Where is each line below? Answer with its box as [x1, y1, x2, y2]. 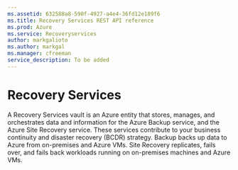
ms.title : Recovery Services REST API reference [7, 17, 154, 24]
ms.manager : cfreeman [7, 50, 72, 57]
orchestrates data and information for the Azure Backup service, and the [7, 118, 220, 126]
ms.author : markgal [7, 43, 65, 50]
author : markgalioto [7, 37, 69, 44]
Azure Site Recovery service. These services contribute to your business [7, 125, 221, 134]
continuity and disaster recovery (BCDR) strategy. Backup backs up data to [7, 132, 227, 142]
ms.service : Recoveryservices [7, 30, 97, 38]
